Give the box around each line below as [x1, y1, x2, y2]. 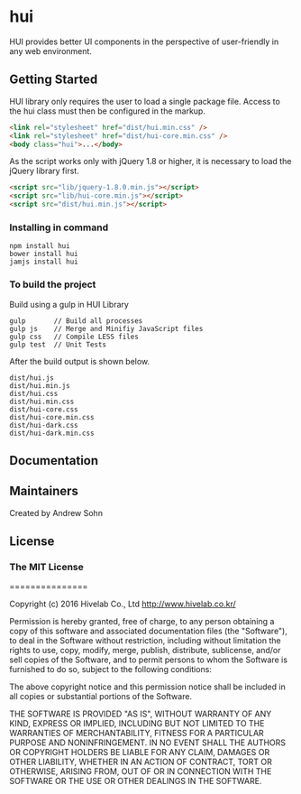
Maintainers [9, 484, 79, 499]
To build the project [9, 278, 96, 291]
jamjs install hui [9, 257, 78, 267]
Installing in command [9, 221, 109, 234]
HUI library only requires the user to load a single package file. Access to [9, 96, 281, 106]
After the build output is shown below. [9, 355, 150, 366]
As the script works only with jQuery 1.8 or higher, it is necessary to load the [9, 156, 292, 167]
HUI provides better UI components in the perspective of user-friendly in [9, 36, 279, 47]
